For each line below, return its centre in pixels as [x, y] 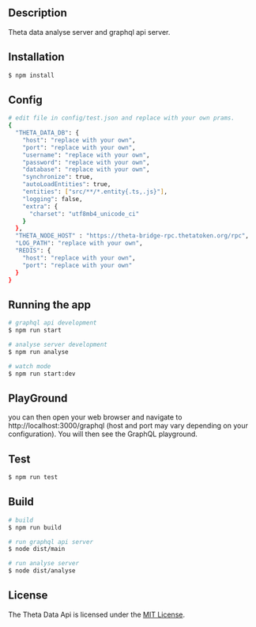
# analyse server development [58, 344]
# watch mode [30, 366]
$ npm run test [33, 477]
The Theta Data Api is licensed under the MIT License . [97, 614]
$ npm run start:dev [42, 374]
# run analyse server [44, 564]
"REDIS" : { [33, 251]
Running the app [49, 304]
